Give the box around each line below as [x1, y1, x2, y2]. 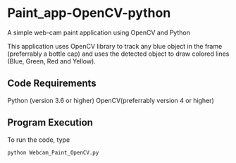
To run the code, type [7, 135, 70, 144]
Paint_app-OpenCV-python [7, 5, 171, 21]
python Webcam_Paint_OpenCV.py [7, 149, 99, 156]
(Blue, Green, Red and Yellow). [7, 56, 97, 65]
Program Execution [7, 116, 94, 128]
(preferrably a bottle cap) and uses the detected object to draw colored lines [7, 49, 230, 58]
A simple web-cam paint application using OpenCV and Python [7, 28, 190, 37]
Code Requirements [7, 78, 97, 90]
